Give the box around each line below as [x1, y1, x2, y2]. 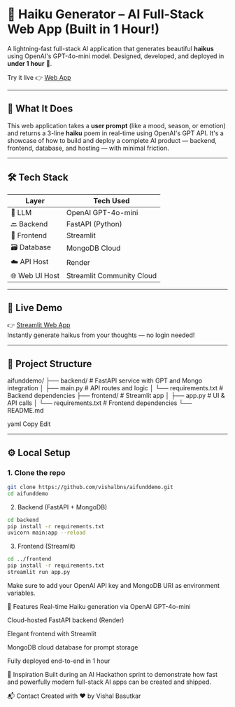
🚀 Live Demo [7, 301, 63, 314]
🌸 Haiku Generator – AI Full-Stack [7, 6, 204, 22]
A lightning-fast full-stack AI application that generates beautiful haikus [7, 44, 215, 53]
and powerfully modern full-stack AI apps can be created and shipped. [7, 678, 212, 686]
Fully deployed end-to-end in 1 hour [7, 657, 111, 665]
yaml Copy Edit [7, 420, 51, 428]
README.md [7, 406, 44, 415]
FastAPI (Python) [66, 219, 122, 228]
